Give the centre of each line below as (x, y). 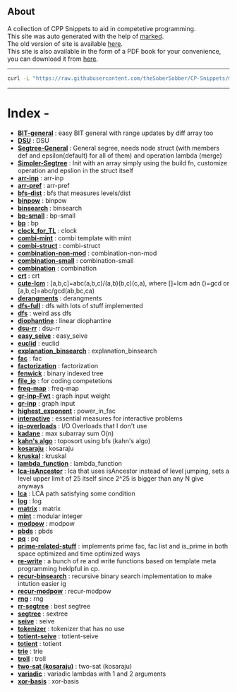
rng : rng (30, 598)
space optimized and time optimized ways (79, 553)
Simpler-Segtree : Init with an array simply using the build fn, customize (122, 163)
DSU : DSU (33, 140)
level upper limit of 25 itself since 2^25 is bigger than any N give (111, 478)
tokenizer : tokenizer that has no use (71, 628)
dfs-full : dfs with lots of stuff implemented (80, 305)
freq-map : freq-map (48, 388)
